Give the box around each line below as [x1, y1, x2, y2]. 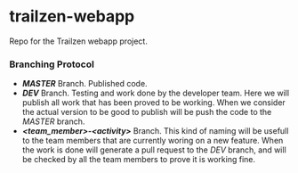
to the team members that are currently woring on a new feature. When [21, 136, 284, 146]
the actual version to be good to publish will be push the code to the [21, 107, 272, 118]
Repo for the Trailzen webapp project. [9, 36, 149, 46]
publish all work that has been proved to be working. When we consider [21, 97, 286, 108]
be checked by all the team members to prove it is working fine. [21, 154, 256, 165]
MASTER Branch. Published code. [21, 78, 149, 89]
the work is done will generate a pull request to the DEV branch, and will [21, 144, 286, 155]
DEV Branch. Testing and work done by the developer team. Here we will [21, 87, 290, 99]
